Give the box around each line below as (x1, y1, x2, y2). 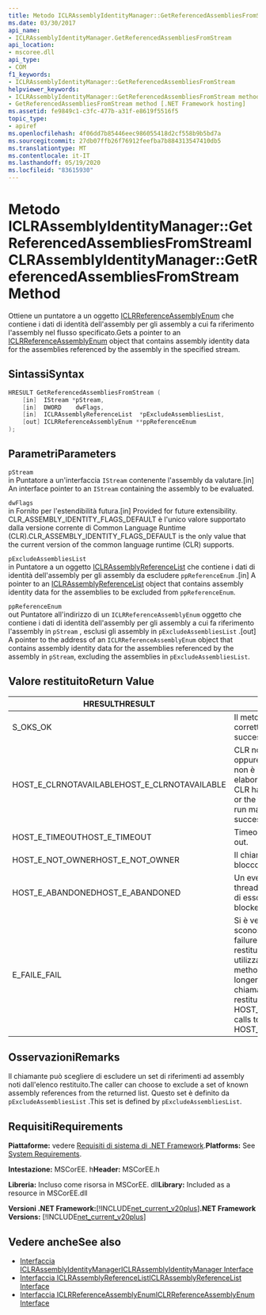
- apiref (8, 122, 37, 130)
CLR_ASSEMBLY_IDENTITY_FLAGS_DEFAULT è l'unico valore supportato (8, 514, 246, 524)
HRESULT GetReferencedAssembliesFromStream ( (8, 388, 161, 396)
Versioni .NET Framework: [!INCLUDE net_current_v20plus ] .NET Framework (8, 1204, 256, 1214)
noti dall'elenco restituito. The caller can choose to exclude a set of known (8, 1080, 249, 1090)
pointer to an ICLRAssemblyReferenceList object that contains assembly (8, 579, 244, 588)
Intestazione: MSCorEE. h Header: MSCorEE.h (8, 1164, 160, 1174)
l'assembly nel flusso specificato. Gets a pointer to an (8, 327, 181, 337)
